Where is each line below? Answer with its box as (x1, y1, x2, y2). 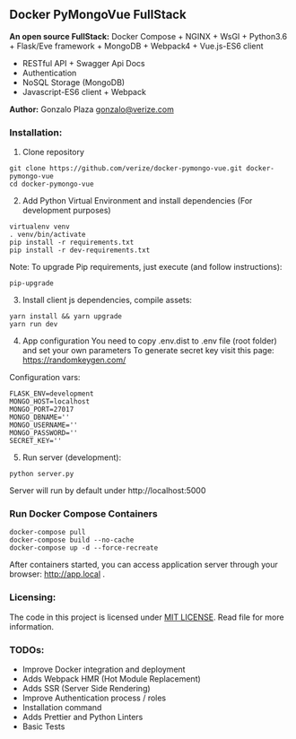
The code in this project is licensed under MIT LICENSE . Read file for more (9, 612, 284, 622)
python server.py (9, 470, 74, 479)
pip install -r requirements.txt (9, 238, 135, 248)
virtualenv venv (9, 222, 70, 231)
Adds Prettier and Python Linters (22, 712, 144, 722)
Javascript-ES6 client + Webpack (22, 86, 146, 97)
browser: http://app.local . (9, 569, 106, 579)
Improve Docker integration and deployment (22, 664, 186, 674)
